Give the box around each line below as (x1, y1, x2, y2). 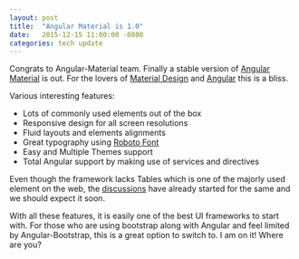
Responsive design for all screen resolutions (22, 118, 188, 129)
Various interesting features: (9, 91, 115, 101)
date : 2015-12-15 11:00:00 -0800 (9, 30, 144, 39)
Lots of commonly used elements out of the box (22, 108, 202, 119)
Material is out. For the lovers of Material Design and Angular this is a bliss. (9, 73, 288, 84)
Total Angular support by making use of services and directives (22, 156, 260, 168)
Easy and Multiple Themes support (22, 147, 153, 158)
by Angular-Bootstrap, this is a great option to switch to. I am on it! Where (9, 230, 284, 241)
